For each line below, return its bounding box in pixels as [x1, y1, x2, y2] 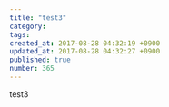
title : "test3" [9, 13, 67, 23]
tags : [9, 30, 30, 39]
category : [9, 22, 47, 31]
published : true [9, 55, 71, 64]
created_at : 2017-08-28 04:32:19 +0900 [9, 38, 161, 48]
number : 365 [9, 64, 55, 73]
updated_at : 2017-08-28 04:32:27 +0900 [9, 47, 161, 56]
